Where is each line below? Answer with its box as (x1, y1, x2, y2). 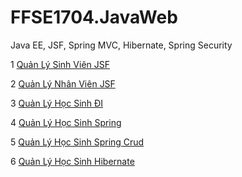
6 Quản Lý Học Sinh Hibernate (10, 155, 135, 167)
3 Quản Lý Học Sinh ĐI (10, 97, 104, 109)
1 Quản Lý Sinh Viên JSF (10, 58, 110, 70)
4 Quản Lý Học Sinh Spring (10, 116, 122, 128)
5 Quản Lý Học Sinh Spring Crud (10, 136, 145, 148)
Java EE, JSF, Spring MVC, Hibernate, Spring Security (10, 39, 233, 51)
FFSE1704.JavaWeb (10, 6, 178, 29)
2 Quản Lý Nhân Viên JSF (10, 77, 116, 90)
